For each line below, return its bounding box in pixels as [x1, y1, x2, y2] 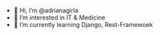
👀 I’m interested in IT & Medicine [13, 13, 106, 22]
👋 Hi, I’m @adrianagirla [13, 7, 79, 14]
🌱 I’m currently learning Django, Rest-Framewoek [13, 21, 153, 28]
